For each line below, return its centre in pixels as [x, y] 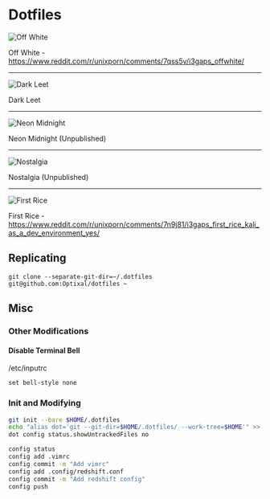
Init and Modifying [45, 403]
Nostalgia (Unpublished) [49, 177]
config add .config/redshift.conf [66, 472]
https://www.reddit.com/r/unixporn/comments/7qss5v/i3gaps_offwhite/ [127, 61]
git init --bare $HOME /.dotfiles [64, 419]
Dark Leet [25, 100]
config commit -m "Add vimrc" [59, 464]
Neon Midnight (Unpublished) [57, 138]
